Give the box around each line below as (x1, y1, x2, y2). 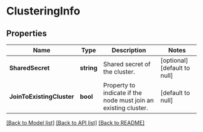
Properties (6, 28, 47, 39)
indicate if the (103, 89, 142, 97)
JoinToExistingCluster (9, 92, 74, 101)
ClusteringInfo (6, 4, 80, 18)
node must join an (103, 96, 154, 104)
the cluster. (103, 68, 135, 76)
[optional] (160, 56, 188, 64)
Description (111, 46, 146, 54)
